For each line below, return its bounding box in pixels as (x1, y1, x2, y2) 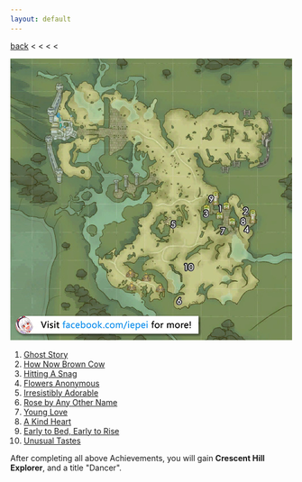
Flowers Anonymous (23, 377, 100, 388)
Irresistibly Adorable (23, 387, 99, 398)
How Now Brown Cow (23, 359, 105, 369)
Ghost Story (23, 349, 69, 359)
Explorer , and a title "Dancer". (10, 462, 123, 473)
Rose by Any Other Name (23, 396, 118, 407)
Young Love (23, 406, 69, 417)
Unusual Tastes (23, 435, 81, 446)
